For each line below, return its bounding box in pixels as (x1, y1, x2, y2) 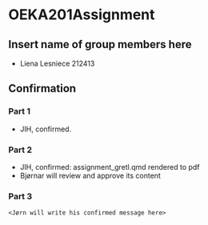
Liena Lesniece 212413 (19, 58, 95, 68)
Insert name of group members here (8, 38, 192, 51)
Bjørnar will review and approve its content (19, 171, 162, 180)
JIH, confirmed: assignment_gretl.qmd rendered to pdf (19, 162, 200, 171)
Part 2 (8, 144, 33, 155)
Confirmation (8, 82, 77, 95)
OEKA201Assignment (8, 6, 155, 24)
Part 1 (8, 106, 30, 117)
